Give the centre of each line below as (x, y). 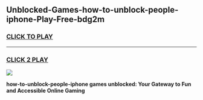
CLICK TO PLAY (30, 37)
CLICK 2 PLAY (27, 59)
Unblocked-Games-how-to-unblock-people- (92, 10)
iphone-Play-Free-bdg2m (55, 20)
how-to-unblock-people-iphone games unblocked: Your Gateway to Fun (99, 84)
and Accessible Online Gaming (46, 90)
